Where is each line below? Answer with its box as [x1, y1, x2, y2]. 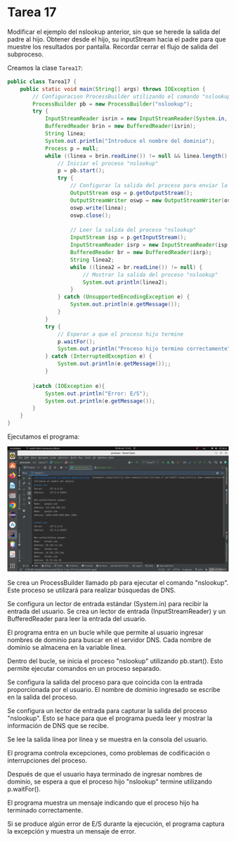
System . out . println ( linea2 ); [82, 279, 169, 286]
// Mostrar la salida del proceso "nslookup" [82, 271, 218, 278]
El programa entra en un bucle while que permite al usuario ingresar [7, 628, 204, 636]
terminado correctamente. [7, 805, 83, 814]
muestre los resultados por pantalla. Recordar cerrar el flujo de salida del [7, 42, 218, 51]
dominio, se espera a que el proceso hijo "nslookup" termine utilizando [7, 777, 213, 786]
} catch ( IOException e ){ [32, 382, 105, 389]
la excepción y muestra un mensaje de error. [7, 827, 136, 835]
